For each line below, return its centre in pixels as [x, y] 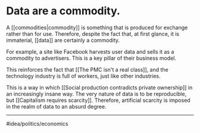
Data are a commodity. [63, 11]
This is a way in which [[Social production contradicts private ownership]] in [99, 87]
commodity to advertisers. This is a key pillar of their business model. [91, 58]
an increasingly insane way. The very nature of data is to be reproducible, [96, 94]
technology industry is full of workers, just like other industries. [83, 76]
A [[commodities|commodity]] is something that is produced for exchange [97, 27]
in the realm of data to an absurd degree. [56, 106]
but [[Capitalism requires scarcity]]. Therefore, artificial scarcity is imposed [98, 100]
